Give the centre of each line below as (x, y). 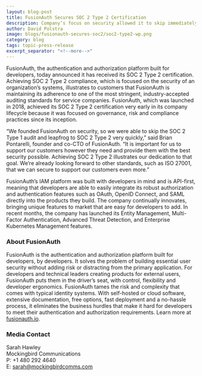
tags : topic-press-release (40, 46)
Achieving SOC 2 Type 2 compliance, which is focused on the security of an (101, 81)
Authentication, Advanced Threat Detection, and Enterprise (96, 219)
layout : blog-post (29, 12)
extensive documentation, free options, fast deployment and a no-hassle (96, 299)
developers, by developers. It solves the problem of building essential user (99, 261)
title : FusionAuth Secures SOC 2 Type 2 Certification (76, 17)
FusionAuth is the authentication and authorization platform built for (90, 255)
